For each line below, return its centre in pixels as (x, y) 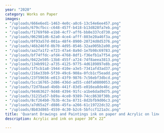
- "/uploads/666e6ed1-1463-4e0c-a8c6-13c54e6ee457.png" (63, 23)
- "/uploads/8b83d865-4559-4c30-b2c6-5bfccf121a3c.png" (63, 110)
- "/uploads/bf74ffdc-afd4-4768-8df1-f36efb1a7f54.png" (63, 55)
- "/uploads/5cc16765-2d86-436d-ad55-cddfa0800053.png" (63, 82)
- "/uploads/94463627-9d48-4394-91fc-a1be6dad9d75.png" (63, 91)
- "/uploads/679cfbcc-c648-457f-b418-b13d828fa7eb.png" (63, 28)
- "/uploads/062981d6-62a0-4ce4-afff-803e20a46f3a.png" (63, 37)
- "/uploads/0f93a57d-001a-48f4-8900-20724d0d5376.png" (63, 42)
